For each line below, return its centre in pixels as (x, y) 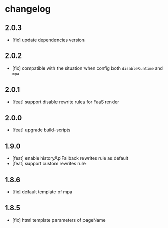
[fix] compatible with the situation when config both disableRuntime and (88, 68)
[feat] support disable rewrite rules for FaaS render (65, 102)
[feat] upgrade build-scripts (41, 130)
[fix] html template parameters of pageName (59, 220)
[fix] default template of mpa (42, 192)
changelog (28, 9)
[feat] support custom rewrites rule (49, 164)
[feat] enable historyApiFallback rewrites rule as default (70, 158)
